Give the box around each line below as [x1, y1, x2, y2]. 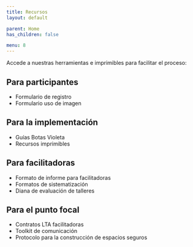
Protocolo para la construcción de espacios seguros [15, 234, 148, 241]
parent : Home [6, 26, 40, 32]
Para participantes [6, 77, 78, 87]
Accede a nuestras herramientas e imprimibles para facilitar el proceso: [6, 59, 187, 67]
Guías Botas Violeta [15, 133, 65, 141]
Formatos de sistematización [15, 180, 88, 188]
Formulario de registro [15, 93, 72, 100]
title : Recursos [6, 9, 48, 15]
